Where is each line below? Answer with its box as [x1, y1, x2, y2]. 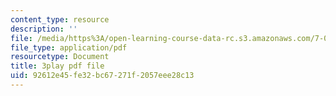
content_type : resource [10, 14, 110, 25]
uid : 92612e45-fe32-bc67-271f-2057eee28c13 [10, 71, 195, 81]
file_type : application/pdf [10, 42, 128, 53]
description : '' [10, 24, 78, 34]
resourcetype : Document [10, 52, 110, 62]
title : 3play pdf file [10, 61, 105, 71]
